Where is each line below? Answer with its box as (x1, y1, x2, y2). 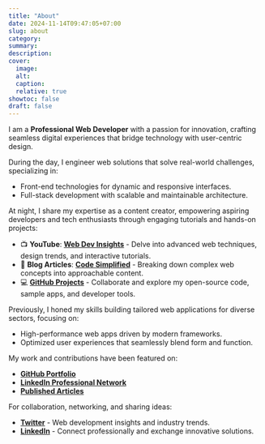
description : (8, 49, 53, 58)
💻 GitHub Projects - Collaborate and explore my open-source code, (19, 277, 250, 288)
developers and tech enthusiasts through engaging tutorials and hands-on (8, 215, 257, 224)
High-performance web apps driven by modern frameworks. (19, 329, 223, 339)
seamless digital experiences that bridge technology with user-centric (8, 133, 242, 143)
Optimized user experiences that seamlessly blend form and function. (19, 338, 254, 348)
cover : (8, 58, 31, 66)
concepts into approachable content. (19, 268, 144, 278)
